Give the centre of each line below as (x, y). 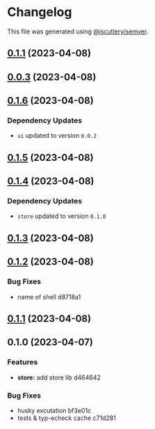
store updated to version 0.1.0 (62, 216)
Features (23, 362)
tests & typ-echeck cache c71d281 (66, 418)
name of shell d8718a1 (49, 297)
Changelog (40, 12)
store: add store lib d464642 (59, 377)
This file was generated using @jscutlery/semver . (78, 31)
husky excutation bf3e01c (54, 410)
